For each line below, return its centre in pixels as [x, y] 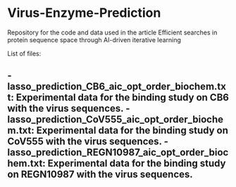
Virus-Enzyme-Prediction [84, 13]
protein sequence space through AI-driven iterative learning [94, 39]
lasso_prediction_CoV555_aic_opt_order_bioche [116, 120]
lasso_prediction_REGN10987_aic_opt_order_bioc [118, 153]
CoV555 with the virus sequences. [85, 142]
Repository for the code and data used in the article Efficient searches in [112, 32]
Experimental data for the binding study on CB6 [122, 97]
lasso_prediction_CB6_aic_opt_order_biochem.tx [117, 87]
